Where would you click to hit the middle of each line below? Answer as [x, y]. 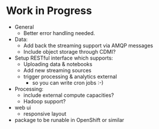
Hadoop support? [45, 101]
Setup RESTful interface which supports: [64, 58]
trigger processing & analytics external [70, 76]
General [24, 27]
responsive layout [45, 114]
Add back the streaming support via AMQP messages [88, 46]
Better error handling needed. [59, 33]
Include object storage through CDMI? [70, 51]
